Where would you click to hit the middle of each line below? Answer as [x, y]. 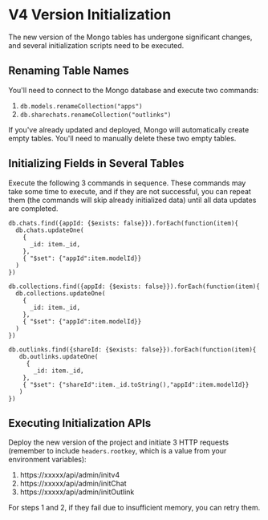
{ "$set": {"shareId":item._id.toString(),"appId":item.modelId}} [136, 384]
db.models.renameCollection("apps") [81, 106]
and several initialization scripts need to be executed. [96, 45]
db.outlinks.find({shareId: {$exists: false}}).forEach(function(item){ [132, 349]
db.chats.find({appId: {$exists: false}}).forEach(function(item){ [124, 223]
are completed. [33, 208]
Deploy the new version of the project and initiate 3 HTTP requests [119, 442]
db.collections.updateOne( [61, 293]
